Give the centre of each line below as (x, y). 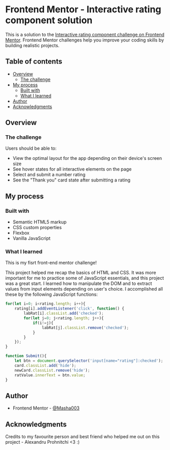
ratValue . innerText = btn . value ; (50, 375)
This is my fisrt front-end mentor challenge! (51, 263)
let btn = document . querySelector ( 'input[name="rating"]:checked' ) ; (89, 361)
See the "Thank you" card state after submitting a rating (71, 180)
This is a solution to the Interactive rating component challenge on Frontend (85, 34)
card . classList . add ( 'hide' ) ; (45, 365)
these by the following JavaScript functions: (52, 294)
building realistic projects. (32, 45)
